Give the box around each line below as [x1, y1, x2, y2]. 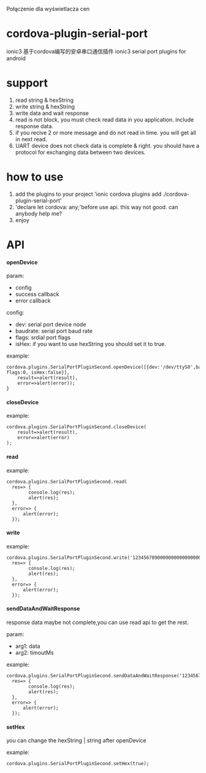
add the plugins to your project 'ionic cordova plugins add [15, 190, 161, 198]
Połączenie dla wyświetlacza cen [6, 6, 90, 12]
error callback [15, 297, 51, 304]
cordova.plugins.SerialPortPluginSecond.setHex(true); [6, 761, 150, 767]
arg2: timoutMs [15, 649, 54, 656]
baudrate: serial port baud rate [15, 328, 93, 335]
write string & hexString [15, 102, 75, 110]
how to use [6, 170, 64, 184]
